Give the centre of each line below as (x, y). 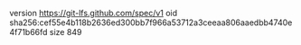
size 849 (66, 32)
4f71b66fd (28, 32)
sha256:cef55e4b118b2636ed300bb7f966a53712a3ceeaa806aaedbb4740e (151, 22)
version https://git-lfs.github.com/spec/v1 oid (94, 13)
